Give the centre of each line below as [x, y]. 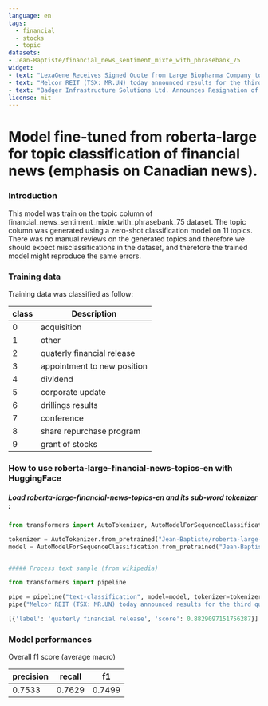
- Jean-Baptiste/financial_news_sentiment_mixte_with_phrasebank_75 [124, 61]
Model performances [50, 639]
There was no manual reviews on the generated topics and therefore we [127, 239]
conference [62, 418]
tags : [17, 23]
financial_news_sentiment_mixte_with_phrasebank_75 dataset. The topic [127, 221]
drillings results [69, 405]
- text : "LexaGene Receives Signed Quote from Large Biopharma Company [130, 75]
